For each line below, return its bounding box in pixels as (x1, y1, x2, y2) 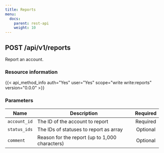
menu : (5, 12, 16, 17)
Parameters (5, 97, 33, 104)
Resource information (5, 68, 58, 75)
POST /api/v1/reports (5, 44, 71, 52)
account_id (7, 118, 33, 124)
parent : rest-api (14, 21, 49, 26)
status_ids (7, 127, 33, 132)
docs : (9, 16, 21, 21)
